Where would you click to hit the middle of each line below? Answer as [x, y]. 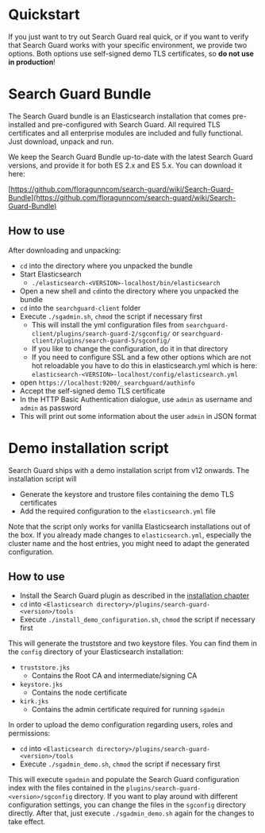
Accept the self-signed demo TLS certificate [92, 390]
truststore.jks [45, 668]
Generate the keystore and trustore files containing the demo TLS [127, 494]
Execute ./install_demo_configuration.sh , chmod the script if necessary [137, 620]
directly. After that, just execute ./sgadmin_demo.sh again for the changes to [131, 813]
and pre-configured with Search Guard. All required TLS [129, 124]
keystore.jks [41, 685]
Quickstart [44, 15]
